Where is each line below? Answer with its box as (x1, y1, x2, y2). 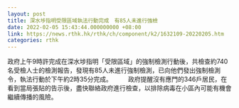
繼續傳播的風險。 (7, 93, 58, 102)
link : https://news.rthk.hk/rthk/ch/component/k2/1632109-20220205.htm (7, 30, 224, 38)
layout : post (7, 10, 46, 18)
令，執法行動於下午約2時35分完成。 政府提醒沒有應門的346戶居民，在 (7, 75, 228, 84)
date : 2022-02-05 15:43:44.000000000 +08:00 (7, 23, 142, 31)
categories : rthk (7, 37, 59, 44)
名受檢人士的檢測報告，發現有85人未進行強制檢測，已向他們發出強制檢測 (7, 66, 221, 75)
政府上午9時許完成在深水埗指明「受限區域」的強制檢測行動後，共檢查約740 (7, 58, 228, 66)
